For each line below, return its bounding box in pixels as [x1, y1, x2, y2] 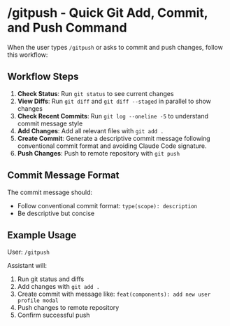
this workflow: [7, 50, 48, 59]
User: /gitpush [7, 247, 50, 257]
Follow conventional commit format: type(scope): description [17, 201, 198, 210]
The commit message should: [7, 188, 93, 196]
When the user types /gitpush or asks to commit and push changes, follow [7, 43, 224, 51]
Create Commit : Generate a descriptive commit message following [17, 134, 211, 142]
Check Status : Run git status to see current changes [17, 89, 174, 97]
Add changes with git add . [17, 283, 100, 291]
